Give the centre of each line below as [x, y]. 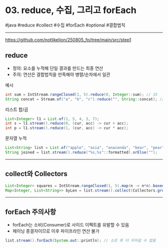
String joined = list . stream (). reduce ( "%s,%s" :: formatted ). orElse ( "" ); [81, 152]
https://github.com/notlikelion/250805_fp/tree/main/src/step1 [68, 39]
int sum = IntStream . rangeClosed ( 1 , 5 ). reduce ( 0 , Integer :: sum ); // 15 [81, 94]
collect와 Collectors [36, 174]
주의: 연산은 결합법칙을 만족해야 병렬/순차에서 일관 [61, 74]
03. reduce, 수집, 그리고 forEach [71, 10]
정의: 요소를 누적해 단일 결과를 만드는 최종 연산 [58, 68]
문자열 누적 [16, 138]
